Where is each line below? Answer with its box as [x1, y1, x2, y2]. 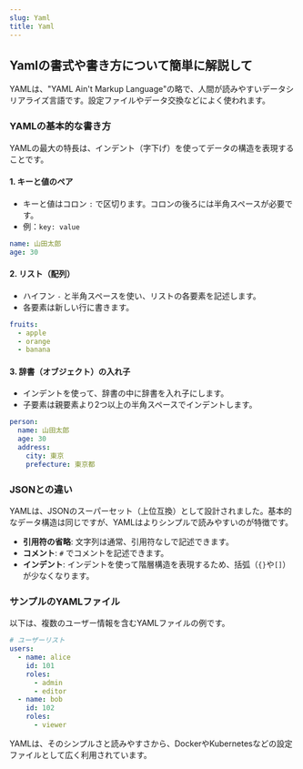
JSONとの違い [9, 483, 73, 496]
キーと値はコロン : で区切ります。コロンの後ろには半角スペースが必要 [22, 197, 285, 209]
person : [9, 418, 39, 427]
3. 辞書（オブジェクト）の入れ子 [9, 366, 131, 377]
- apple [17, 329, 47, 338]
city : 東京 [25, 451, 65, 460]
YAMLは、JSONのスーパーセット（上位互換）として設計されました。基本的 [9, 506, 293, 517]
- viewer [33, 721, 67, 730]
